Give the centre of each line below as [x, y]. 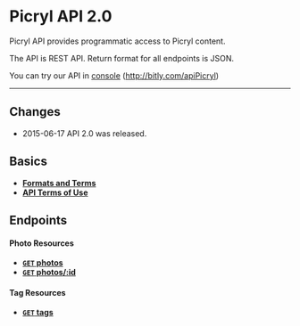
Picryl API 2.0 [61, 16]
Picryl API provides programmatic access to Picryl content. [117, 41]
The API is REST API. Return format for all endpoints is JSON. [122, 58]
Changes [35, 112]
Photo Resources [42, 243]
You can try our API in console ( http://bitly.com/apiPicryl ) [114, 75]
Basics [28, 162]
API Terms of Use [55, 192]
